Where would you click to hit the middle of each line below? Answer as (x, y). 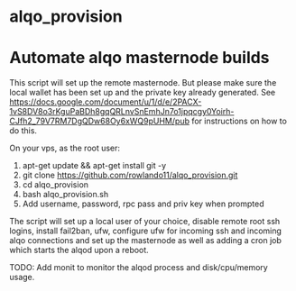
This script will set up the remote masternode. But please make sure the (143, 83)
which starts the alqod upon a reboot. (79, 250)
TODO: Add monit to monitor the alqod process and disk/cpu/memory (139, 268)
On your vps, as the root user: (65, 148)
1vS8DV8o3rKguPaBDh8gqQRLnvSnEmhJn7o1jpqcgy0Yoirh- (122, 112)
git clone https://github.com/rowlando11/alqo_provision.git (130, 175)
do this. (23, 131)
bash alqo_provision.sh (65, 195)
